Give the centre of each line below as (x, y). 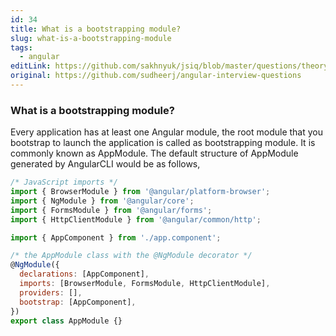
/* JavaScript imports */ (64, 182)
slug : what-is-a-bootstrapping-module (91, 38)
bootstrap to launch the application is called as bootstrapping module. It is (163, 143)
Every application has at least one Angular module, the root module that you (166, 132)
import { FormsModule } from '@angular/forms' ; (111, 210)
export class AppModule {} (66, 321)
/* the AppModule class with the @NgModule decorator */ (131, 256)
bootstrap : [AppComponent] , (78, 302)
